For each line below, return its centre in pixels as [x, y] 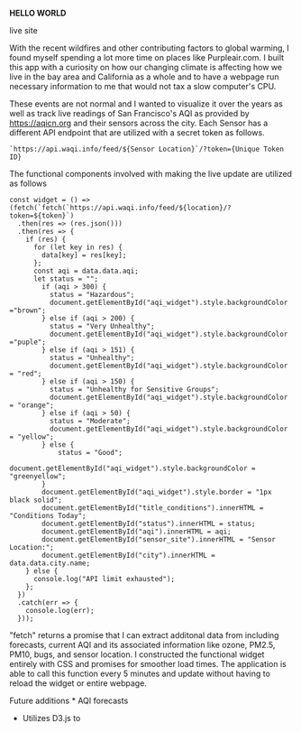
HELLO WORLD [38, 13]
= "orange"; [32, 405]
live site [23, 30]
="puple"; [28, 342]
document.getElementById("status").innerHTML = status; [149, 524]
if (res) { [46, 239]
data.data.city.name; [50, 563]
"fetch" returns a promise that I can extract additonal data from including [144, 635]
